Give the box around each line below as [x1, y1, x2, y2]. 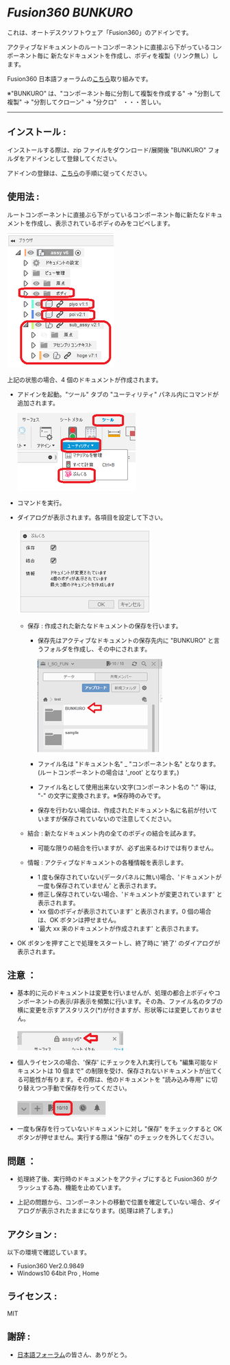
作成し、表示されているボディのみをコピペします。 [30, 219, 175, 227]
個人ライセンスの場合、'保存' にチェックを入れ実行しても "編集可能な [16, 1058, 213, 1067]
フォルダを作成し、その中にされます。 [43, 645, 151, 653]
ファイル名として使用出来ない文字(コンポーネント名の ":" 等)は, [37, 783, 217, 791]
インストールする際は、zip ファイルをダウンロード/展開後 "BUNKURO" [7, 145, 207, 154]
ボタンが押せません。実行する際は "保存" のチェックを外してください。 [16, 1133, 218, 1141]
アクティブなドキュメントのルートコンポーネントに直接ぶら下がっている [7, 43, 210, 51]
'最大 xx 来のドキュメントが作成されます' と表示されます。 [37, 924, 203, 932]
